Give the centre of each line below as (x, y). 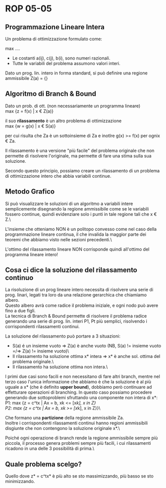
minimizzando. (20, 482)
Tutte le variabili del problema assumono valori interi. (66, 63)
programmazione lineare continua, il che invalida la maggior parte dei (76, 234)
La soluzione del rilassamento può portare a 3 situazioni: (63, 336)
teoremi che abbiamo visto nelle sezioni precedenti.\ (59, 239)
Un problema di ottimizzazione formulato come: (54, 39)
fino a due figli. (20, 311)
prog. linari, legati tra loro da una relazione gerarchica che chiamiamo (76, 295)
